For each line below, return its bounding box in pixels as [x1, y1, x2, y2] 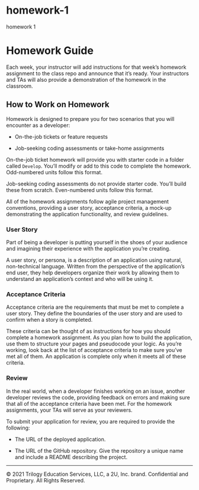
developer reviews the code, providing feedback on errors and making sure [6, 393, 191, 401]
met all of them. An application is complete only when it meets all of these [6, 353, 187, 360]
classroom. [6, 82, 34, 89]
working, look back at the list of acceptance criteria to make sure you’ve [6, 347, 182, 354]
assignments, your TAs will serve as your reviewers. [6, 406, 133, 414]
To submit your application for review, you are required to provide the [6, 418, 175, 425]
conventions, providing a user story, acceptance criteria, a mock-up [6, 204, 172, 211]
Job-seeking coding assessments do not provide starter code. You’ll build [6, 180, 187, 187]
